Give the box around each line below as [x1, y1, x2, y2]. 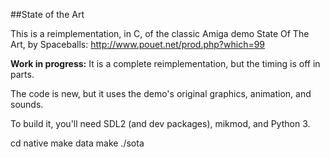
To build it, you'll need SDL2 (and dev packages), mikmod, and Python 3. [10, 118, 311, 129]
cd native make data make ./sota [10, 137, 145, 149]
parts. [10, 69, 35, 80]
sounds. [10, 99, 44, 110]
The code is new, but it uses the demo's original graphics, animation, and [10, 88, 312, 99]
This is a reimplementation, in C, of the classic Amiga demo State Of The [10, 28, 310, 39]
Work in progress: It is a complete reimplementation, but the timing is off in [10, 58, 321, 69]
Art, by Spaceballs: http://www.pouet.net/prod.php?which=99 [10, 39, 266, 50]
